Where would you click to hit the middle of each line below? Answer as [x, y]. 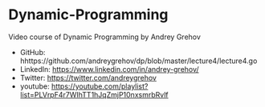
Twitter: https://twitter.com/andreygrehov [88, 77]
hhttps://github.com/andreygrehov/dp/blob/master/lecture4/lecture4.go [139, 61]
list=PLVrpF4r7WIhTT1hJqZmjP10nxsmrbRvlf [94, 94]
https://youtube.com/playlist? [100, 86]
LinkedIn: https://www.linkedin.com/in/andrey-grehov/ [109, 69]
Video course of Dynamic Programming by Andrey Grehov [104, 37]
